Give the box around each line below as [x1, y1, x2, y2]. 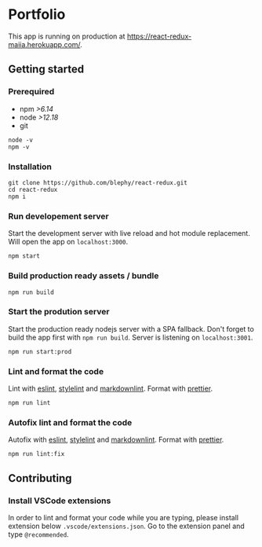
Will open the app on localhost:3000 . [8, 237, 129, 247]
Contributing [8, 472, 72, 485]
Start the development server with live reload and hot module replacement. [8, 229, 251, 238]
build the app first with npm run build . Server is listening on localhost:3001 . [8, 332, 253, 342]
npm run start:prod [8, 347, 72, 355]
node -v [8, 136, 34, 144]
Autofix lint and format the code [8, 417, 133, 428]
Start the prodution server [8, 307, 110, 318]
